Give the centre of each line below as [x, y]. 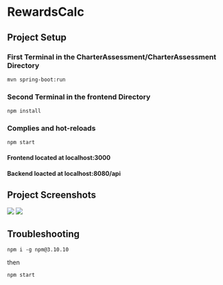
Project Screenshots [51, 195]
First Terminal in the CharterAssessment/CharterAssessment [112, 57]
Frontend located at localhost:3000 [59, 158]
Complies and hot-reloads [51, 128]
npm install [24, 111]
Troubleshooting [44, 234]
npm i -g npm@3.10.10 [38, 250]
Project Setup [37, 37]
